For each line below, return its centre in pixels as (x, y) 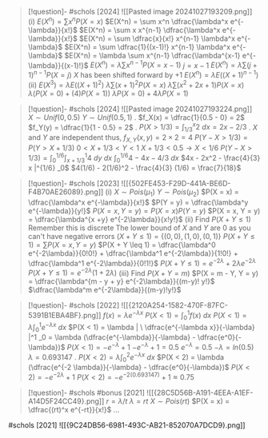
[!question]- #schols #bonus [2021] (86, 393)
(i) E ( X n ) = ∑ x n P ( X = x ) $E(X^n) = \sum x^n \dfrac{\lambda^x (128, 21)
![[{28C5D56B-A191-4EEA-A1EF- (200, 393)
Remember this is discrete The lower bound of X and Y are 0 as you (139, 228)
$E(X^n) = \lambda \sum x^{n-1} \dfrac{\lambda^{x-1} (152, 55)
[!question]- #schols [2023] (74, 184)
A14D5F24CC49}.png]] (66, 401)
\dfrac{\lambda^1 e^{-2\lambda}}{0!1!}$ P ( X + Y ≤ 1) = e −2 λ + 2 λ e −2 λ (142, 263)
